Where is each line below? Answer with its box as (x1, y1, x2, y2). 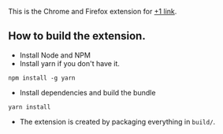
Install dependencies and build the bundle (19, 87, 156, 97)
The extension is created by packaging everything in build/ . (19, 117, 216, 126)
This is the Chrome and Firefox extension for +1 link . (8, 7, 177, 16)
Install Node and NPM (19, 50, 91, 60)
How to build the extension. (8, 29, 146, 43)
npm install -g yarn (8, 74, 76, 82)
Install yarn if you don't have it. (19, 58, 121, 68)
